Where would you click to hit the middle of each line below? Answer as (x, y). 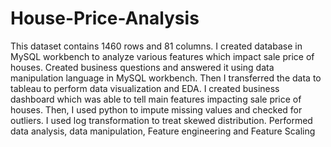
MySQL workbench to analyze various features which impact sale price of (162, 56)
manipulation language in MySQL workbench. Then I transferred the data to (166, 78)
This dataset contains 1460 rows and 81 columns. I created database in (156, 46)
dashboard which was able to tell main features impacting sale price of (156, 99)
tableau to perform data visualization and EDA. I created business (145, 88)
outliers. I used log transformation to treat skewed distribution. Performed (161, 120)
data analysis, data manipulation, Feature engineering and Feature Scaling (163, 131)
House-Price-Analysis (105, 18)
